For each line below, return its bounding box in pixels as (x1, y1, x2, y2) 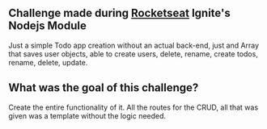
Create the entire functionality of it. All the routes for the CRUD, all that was (8, 102, 259, 112)
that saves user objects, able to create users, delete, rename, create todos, (8, 48, 259, 59)
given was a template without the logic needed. (8, 110, 167, 120)
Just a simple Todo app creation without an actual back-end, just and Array (8, 40, 260, 50)
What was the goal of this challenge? (8, 81, 199, 95)
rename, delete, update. (8, 57, 88, 67)
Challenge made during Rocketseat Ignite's (8, 6, 231, 20)
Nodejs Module (8, 19, 87, 33)
